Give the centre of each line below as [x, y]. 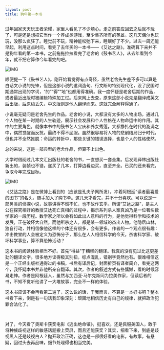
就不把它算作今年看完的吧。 [41, 59]
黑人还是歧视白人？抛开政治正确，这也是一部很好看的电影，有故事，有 [80, 336]
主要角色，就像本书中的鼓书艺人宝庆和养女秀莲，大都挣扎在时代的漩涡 [84, 126]
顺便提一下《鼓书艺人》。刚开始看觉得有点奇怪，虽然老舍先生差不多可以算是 [81, 79]
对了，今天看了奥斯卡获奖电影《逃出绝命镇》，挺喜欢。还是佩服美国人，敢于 [81, 324]
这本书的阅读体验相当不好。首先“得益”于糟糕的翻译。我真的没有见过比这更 [80, 251]
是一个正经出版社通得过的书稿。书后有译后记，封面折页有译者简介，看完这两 [82, 263]
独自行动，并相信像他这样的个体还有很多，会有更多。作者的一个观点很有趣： [82, 228]
